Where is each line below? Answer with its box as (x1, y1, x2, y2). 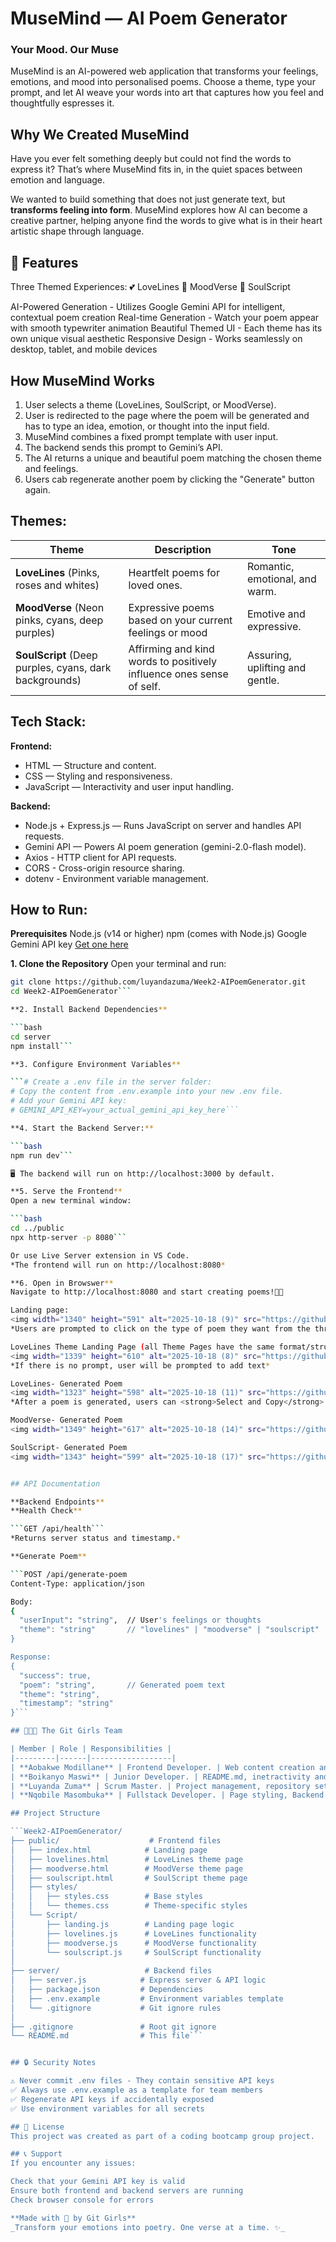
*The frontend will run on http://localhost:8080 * (10, 1260, 226, 1270)
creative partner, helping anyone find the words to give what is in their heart (10, 215, 323, 227)
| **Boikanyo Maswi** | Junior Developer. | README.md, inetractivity (10, 1772, 311, 1782)
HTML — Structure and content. (24, 759, 157, 771)
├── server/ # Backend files (10, 1966, 213, 1976)
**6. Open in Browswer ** (10, 1278, 114, 1288)
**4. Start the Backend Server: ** (10, 1123, 155, 1133)
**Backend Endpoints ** (10, 1497, 105, 1507)
